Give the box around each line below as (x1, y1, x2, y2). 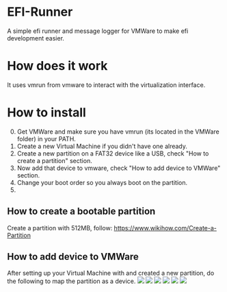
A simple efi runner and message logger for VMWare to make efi (7, 27, 189, 35)
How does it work (7, 58, 108, 74)
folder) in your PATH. (16, 134, 77, 143)
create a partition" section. (16, 156, 92, 165)
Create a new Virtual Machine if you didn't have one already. (16, 142, 188, 150)
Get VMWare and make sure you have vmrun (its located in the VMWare (16, 127, 220, 136)
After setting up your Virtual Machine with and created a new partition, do (7, 269, 215, 278)
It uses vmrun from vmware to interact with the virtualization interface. (7, 80, 206, 89)
